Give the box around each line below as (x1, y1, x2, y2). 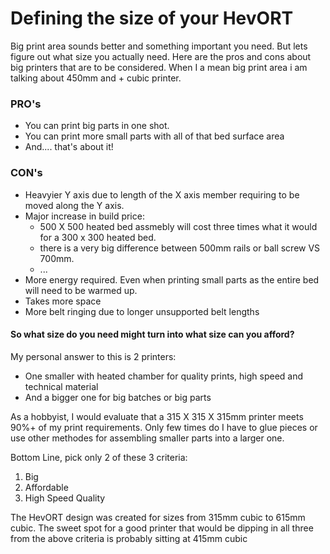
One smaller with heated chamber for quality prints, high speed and (24, 370, 304, 382)
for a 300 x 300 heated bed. (39, 231, 157, 243)
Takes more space (24, 295, 102, 307)
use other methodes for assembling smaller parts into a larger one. (10, 432, 285, 444)
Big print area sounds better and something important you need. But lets (10, 40, 308, 52)
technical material (24, 380, 99, 392)
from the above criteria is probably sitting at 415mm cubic (10, 532, 248, 544)
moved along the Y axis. (24, 199, 125, 211)
